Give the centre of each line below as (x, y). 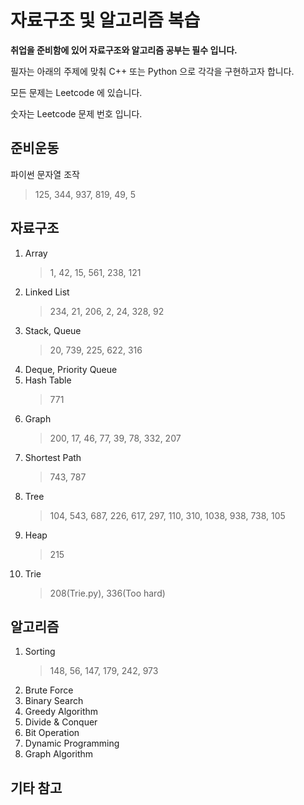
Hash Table (48, 380)
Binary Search (54, 701)
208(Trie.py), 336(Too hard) (107, 593)
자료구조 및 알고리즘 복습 (105, 20)
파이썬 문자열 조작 (45, 174)
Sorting (40, 652)
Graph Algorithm (59, 754)
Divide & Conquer (61, 722)
